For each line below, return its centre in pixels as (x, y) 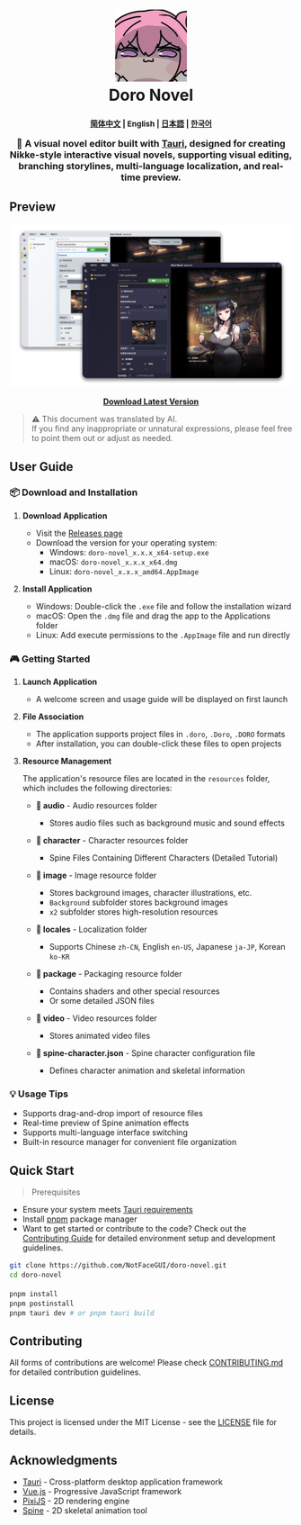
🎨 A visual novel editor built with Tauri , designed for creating (151, 144)
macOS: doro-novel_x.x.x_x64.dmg (113, 562)
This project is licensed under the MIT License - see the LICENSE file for (143, 1422)
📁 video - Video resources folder (96, 1018)
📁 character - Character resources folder (112, 841)
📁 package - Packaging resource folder (109, 974)
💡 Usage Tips (39, 1094)
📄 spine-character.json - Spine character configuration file (146, 1053)
